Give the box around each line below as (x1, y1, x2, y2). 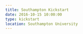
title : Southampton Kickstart (5, 7, 69, 12)
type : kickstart (5, 16, 39, 21)
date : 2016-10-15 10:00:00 (5, 12, 62, 17)
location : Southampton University (5, 21, 78, 26)
